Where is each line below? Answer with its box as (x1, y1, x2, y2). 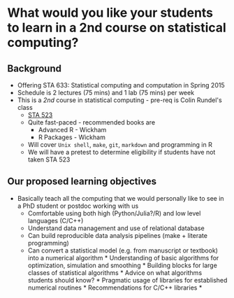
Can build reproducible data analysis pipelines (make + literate (27, 231, 208, 239)
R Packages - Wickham (38, 133, 106, 141)
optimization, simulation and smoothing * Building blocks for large (27, 261, 218, 269)
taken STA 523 (27, 155, 71, 164)
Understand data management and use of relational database (27, 224, 205, 232)
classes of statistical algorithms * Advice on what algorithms (27, 268, 203, 277)
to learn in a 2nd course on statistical (7, 20, 227, 36)
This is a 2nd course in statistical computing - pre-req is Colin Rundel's (17, 96, 222, 104)
